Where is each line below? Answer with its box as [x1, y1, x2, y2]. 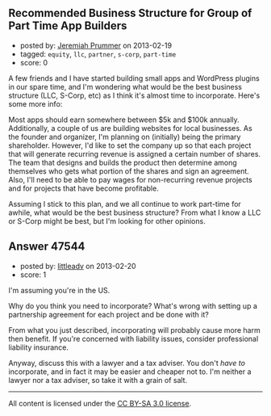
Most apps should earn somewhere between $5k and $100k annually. [8, 115, 240, 124]
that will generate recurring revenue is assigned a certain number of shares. [8, 149, 261, 158]
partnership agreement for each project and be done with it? [8, 309, 210, 319]
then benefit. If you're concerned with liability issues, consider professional [8, 334, 259, 343]
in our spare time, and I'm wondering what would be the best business [8, 82, 242, 91]
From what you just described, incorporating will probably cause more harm [8, 325, 261, 334]
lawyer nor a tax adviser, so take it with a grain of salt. [8, 375, 188, 384]
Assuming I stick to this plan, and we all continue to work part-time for [8, 199, 242, 208]
